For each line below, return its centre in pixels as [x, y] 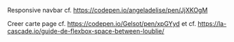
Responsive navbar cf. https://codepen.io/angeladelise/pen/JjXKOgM [108, 10]
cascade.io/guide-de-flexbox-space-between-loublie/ [86, 31]
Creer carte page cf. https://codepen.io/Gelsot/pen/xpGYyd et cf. [102, 23]
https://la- [212, 23]
